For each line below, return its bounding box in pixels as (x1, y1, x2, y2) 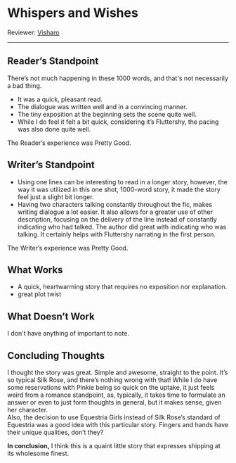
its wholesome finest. (7, 449, 69, 457)
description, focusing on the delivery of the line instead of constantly (17, 215, 218, 223)
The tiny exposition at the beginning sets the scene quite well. (17, 110, 197, 118)
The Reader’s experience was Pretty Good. (7, 139, 131, 147)
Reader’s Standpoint (7, 55, 99, 68)
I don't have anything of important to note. (7, 329, 130, 338)
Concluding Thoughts (7, 350, 105, 362)
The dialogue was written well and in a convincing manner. (17, 102, 188, 110)
